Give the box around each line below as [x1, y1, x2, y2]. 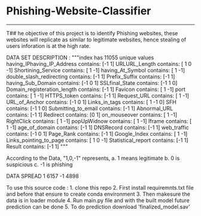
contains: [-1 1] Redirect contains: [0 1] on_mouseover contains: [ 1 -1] [6, 111, 178, 118]
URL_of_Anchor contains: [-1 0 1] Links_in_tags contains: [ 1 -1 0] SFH [6, 98, 176, 105]
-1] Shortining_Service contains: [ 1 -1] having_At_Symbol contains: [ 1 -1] [6, 66, 185, 74]
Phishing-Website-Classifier [6, 4, 151, 18]
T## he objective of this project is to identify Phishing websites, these [6, 29, 178, 36]
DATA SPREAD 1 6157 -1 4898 [6, 172, 79, 180]
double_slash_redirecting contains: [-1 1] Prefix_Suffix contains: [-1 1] [6, 73, 175, 80]
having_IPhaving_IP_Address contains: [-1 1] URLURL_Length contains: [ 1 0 [6, 60, 192, 67]
